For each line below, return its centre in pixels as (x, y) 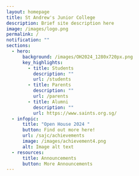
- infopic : (25, 119)
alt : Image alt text (48, 147)
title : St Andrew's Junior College (51, 18)
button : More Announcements (57, 164)
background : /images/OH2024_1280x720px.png (78, 57)
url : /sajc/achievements (53, 136)
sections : (19, 46)
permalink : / (23, 34)
